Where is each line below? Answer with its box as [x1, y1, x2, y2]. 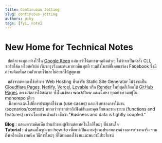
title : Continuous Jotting [5, 7, 60, 12]
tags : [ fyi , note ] [5, 20, 42, 26]
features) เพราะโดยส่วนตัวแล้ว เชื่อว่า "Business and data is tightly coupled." [5, 112, 146, 118]
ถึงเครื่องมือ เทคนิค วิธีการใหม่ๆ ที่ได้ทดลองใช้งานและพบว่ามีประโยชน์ [5, 132, 114, 138]
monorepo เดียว [5, 95, 35, 101]
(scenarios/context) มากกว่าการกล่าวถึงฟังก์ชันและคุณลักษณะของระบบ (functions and [5, 106, 156, 112]
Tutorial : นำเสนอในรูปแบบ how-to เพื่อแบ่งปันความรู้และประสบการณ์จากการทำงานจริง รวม [5, 127, 157, 133]
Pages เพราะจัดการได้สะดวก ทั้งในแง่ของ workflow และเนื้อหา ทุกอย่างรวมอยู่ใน [5, 90, 138, 96]
